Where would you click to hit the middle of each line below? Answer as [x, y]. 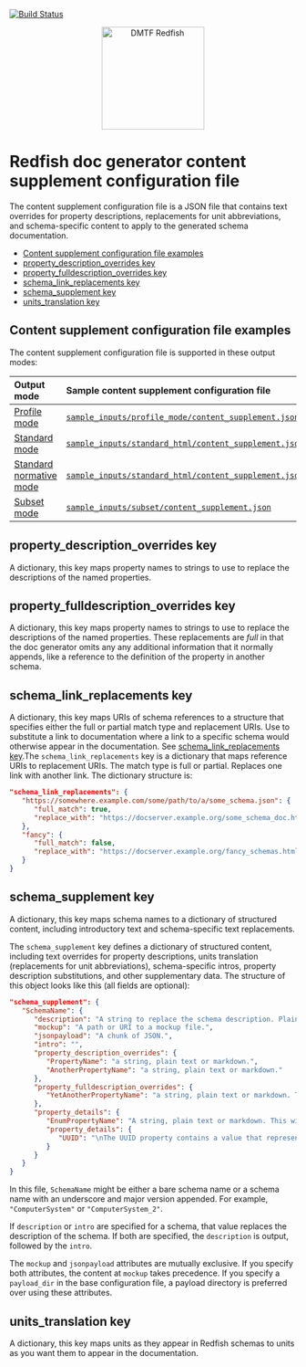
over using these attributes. [61, 1293]
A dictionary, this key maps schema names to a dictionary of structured [143, 919]
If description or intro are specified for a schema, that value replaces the [148, 1226]
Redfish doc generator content [128, 162]
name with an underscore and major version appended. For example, [139, 1199]
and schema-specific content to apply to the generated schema [129, 226]
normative [36, 475]
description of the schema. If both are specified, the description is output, [149, 1236]
